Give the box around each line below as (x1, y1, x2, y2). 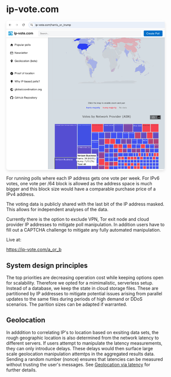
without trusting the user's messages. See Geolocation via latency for (6, 361, 150, 367)
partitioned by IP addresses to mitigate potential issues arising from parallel (6, 291, 162, 297)
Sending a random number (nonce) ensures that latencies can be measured (6, 356, 163, 362)
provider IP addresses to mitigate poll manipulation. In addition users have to (6, 222, 165, 228)
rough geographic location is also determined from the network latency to (6, 335, 159, 341)
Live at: (6, 237, 22, 243)
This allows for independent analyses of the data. (6, 206, 109, 212)
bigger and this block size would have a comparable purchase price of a (6, 186, 156, 192)
